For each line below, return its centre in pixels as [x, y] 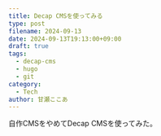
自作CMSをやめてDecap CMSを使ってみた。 [83, 124]
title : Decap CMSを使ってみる [56, 16]
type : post [27, 24]
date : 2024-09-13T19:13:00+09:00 [65, 39]
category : [25, 84]
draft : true [28, 46]
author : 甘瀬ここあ [38, 99]
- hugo [27, 69]
